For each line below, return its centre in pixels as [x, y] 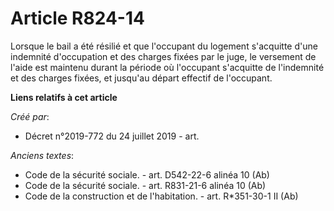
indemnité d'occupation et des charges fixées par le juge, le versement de [163, 56]
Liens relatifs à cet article [64, 97]
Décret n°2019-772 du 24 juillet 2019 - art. [112, 136]
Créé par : [30, 116]
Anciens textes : [42, 155]
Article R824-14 [77, 18]
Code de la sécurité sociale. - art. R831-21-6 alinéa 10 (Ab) [145, 185]
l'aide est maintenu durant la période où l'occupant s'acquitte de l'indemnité [167, 67]
